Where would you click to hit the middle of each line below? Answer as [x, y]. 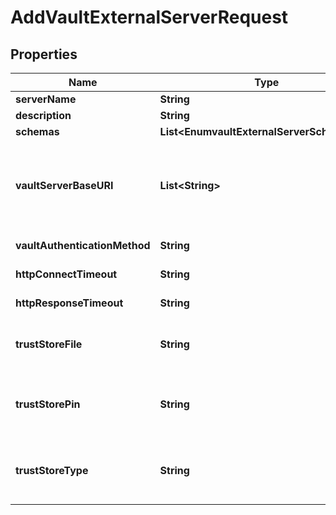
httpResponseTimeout [69, 303]
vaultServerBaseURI [64, 185]
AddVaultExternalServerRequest [149, 17]
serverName [46, 99]
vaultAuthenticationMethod [83, 245]
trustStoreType [52, 470]
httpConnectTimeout [66, 274]
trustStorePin [48, 404]
